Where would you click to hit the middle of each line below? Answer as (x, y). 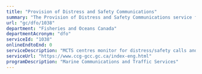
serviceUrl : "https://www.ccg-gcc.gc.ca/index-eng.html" (79, 56)
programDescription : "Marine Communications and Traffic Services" (93, 61)
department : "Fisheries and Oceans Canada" (62, 28)
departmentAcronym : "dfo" (38, 34)
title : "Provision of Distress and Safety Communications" (82, 12)
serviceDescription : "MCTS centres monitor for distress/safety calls (96, 51)
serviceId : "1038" (29, 39)
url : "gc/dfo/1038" (31, 23)
